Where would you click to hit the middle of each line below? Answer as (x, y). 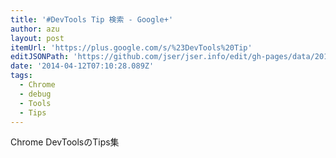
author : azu (35, 29)
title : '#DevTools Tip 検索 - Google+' (92, 19)
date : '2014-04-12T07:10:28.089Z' (82, 66)
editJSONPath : (40, 57)
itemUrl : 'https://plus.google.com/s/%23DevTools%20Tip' (131, 47)
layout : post (37, 38)
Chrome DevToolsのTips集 (65, 142)
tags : (21, 76)
